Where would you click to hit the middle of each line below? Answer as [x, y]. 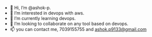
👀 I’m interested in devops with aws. [47, 13]
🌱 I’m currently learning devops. [43, 18]
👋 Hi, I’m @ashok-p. [30, 8]
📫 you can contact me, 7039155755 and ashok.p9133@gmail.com [78, 29]
